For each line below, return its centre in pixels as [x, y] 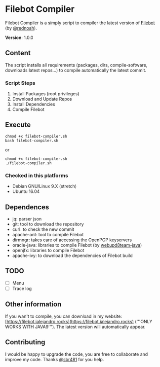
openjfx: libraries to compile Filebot [48, 250]
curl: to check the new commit [43, 229]
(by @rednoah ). [21, 28]
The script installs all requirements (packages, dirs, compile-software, [76, 65]
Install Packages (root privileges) [46, 94]
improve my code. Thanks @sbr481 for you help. [55, 359]
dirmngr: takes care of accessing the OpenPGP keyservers [72, 240]
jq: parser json [27, 219]
